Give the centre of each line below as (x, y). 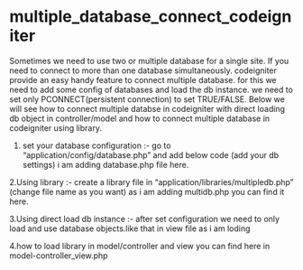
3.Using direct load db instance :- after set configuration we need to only (145, 219)
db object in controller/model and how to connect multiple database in (140, 118)
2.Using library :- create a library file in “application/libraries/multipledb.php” (151, 182)
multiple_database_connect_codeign (151, 17)
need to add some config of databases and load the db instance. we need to (151, 89)
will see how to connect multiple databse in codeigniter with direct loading (147, 108)
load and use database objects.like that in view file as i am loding (130, 228)
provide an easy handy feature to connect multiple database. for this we (143, 79)
